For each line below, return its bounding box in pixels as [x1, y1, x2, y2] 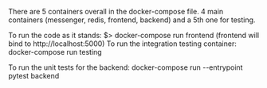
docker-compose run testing [8, 48, 102, 56]
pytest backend [8, 71, 60, 80]
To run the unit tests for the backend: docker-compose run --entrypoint [8, 63, 243, 72]
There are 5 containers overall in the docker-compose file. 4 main [8, 7, 224, 16]
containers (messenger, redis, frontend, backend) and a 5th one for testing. [8, 15, 256, 25]
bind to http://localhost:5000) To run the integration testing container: [8, 39, 237, 48]
